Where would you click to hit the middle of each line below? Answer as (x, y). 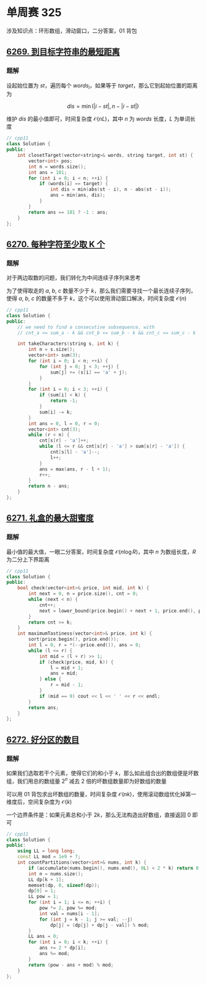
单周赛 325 (34, 13)
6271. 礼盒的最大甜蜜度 (50, 518)
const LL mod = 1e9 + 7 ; (49, 857)
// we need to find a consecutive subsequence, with (86, 327)
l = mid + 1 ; (67, 668)
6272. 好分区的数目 (43, 740)
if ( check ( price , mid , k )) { (76, 662)
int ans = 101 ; (48, 172)
